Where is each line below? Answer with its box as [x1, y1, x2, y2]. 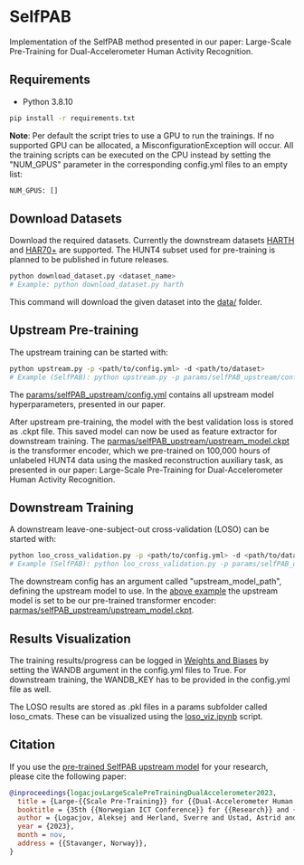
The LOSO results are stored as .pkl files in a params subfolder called [9, 701, 268, 712]
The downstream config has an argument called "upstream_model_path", [9, 576, 282, 587]
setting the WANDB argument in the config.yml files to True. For [9, 665, 247, 675]
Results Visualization [9, 631, 131, 646]
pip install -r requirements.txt [9, 113, 136, 123]
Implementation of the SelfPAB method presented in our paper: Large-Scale [9, 36, 292, 47]
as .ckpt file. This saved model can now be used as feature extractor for [9, 425, 278, 436]
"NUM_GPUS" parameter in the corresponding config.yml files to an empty [9, 158, 288, 169]
